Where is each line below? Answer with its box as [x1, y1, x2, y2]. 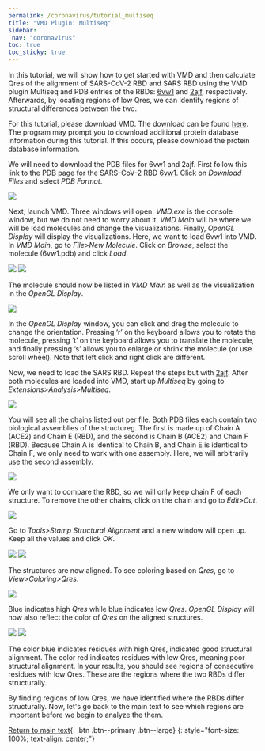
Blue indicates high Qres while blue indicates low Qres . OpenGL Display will [8, 605, 255, 613]
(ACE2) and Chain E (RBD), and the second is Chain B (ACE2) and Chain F [8, 432, 249, 441]
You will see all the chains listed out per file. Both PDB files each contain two [8, 415, 257, 424]
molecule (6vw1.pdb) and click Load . [8, 248, 129, 258]
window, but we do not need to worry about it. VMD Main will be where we [8, 215, 252, 224]
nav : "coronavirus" [11, 33, 77, 42]
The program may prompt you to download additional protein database [8, 127, 239, 137]
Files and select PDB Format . [8, 176, 103, 186]
